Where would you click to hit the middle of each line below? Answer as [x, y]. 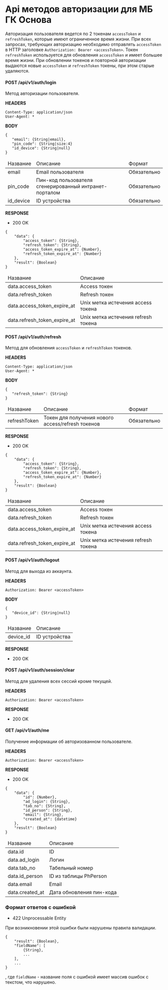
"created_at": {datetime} [50, 819]
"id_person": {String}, [48, 810]
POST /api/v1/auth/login [31, 82]
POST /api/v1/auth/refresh [33, 336]
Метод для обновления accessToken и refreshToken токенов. [69, 348]
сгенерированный [58, 186]
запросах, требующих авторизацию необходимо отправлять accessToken [83, 44]
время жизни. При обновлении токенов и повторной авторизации [75, 60]
